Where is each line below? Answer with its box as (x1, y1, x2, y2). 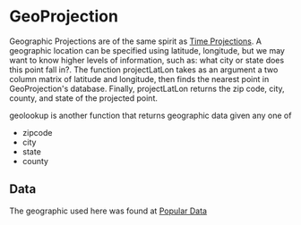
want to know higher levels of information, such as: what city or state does (9, 54, 285, 65)
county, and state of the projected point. (9, 92, 159, 104)
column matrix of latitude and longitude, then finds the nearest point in (9, 73, 270, 84)
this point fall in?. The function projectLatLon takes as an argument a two (9, 64, 279, 75)
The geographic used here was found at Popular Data (9, 205, 208, 216)
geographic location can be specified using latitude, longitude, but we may (9, 45, 285, 55)
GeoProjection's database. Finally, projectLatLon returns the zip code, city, (9, 83, 285, 94)
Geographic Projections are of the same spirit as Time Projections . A (9, 36, 262, 46)
